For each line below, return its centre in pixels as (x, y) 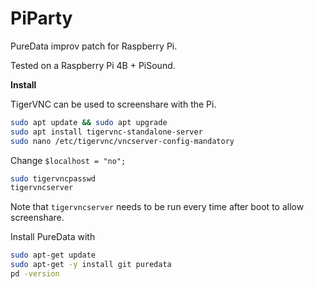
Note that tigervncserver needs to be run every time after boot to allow (157, 207)
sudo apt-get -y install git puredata (91, 265)
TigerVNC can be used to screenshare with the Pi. (113, 104)
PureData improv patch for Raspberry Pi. (94, 46)
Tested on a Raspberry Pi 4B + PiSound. (93, 65)
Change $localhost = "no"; (68, 160)
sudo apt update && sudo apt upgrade (89, 122)
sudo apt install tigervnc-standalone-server (106, 132)
